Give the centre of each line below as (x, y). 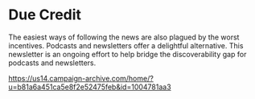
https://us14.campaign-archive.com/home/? (81, 78)
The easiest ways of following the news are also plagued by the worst (124, 37)
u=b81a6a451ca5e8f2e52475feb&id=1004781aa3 (90, 87)
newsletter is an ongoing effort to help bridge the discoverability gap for (127, 54)
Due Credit (45, 15)
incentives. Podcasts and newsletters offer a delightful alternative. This (126, 45)
